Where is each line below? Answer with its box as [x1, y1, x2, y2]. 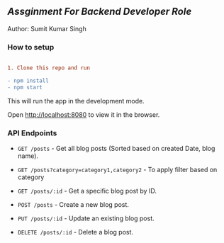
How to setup [7, 42, 55, 52]
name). [17, 152, 39, 160]
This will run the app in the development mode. [7, 96, 145, 105]
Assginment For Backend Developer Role [7, 6, 192, 18]
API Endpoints [7, 128, 57, 137]
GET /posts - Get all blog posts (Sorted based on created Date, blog [17, 145, 215, 153]
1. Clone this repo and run [7, 64, 91, 72]
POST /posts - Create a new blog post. [17, 200, 130, 209]
